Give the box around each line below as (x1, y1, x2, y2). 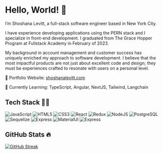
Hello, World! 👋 (5, 4, 67, 16)
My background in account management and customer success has (5, 50, 142, 56)
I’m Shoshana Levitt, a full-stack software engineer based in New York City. (5, 20, 157, 26)
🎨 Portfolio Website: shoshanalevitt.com (5, 75, 85, 80)
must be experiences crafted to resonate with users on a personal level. (5, 65, 149, 71)
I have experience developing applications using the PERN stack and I (5, 30, 145, 36)
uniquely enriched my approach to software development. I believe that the (5, 55, 156, 60)
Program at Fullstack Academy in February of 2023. (5, 40, 109, 46)
